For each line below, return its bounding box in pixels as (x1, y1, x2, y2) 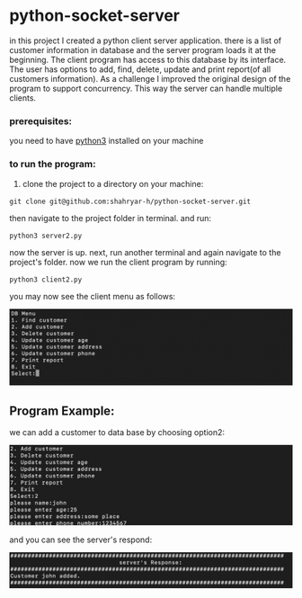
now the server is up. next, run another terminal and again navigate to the (9, 246, 281, 257)
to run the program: (9, 158, 96, 171)
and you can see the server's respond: (9, 534, 153, 545)
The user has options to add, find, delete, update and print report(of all (9, 64, 271, 75)
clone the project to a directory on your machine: (22, 178, 204, 189)
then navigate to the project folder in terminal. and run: (9, 212, 212, 223)
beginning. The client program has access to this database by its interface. (9, 54, 287, 65)
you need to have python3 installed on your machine (9, 136, 204, 147)
